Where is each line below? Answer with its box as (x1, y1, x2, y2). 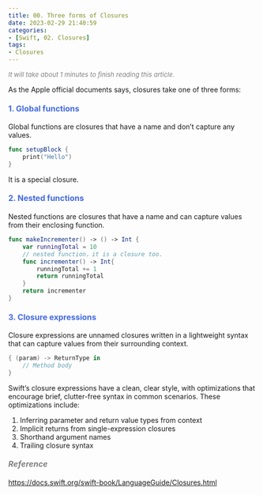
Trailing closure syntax (19, 440, 94, 450)
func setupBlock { (8, 145, 69, 154)
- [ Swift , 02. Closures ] (8, 33, 90, 42)
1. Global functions (8, 103, 80, 114)
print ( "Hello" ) (22, 153, 73, 161)
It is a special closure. (8, 175, 79, 184)
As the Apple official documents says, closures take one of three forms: (8, 85, 242, 94)
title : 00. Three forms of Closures (8, 11, 129, 20)
